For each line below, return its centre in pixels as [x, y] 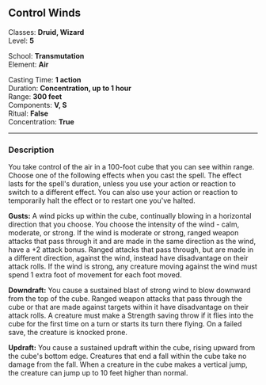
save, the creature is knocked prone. [68, 333]
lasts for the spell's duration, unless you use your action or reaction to [122, 184]
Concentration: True [41, 121]
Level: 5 [21, 40]
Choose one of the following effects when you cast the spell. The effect [125, 175]
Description [31, 150]
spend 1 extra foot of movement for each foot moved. [95, 275]
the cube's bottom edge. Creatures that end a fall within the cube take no [127, 356]
